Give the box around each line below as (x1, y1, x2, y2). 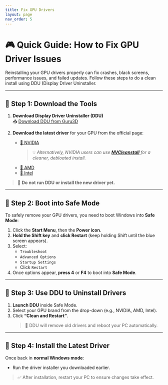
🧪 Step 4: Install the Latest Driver (5, 341, 110, 350)
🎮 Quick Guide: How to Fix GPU (5, 39, 139, 50)
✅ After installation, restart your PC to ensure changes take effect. (17, 374, 154, 380)
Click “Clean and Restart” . (12, 312, 68, 318)
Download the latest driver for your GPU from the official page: (12, 130, 144, 136)
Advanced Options (19, 254, 56, 259)
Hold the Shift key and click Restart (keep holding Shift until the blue (12, 232, 155, 238)
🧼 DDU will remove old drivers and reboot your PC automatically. (24, 322, 158, 328)
